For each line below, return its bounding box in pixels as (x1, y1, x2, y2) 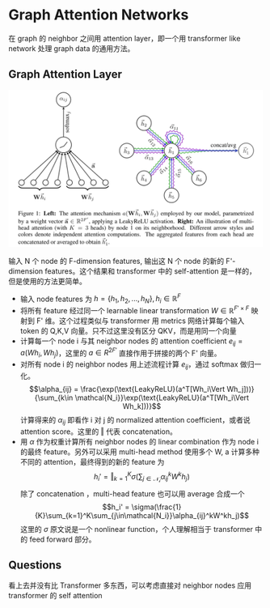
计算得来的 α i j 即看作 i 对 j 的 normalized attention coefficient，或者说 (19, 415, 251, 427)
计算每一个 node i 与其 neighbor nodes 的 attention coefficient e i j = (19, 336, 243, 347)
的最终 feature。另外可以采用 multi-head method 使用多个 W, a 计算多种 (19, 447, 260, 457)
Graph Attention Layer (8, 67, 123, 82)
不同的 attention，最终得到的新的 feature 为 (19, 457, 165, 466)
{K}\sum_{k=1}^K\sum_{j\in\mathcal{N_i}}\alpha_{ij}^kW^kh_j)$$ (35, 510, 249, 520)
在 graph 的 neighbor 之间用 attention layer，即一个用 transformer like (8, 33, 241, 43)
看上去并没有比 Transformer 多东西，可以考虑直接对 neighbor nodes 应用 (8, 580, 252, 590)
